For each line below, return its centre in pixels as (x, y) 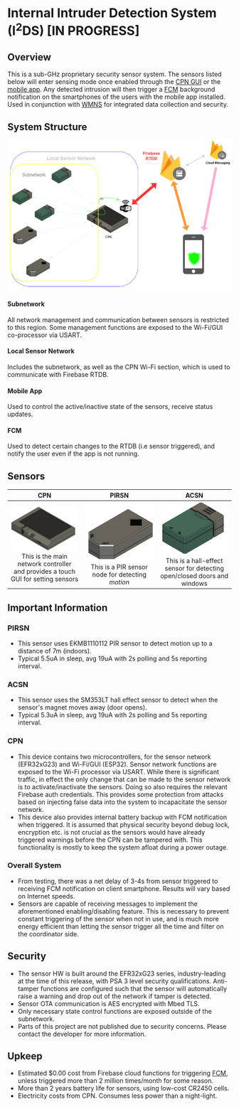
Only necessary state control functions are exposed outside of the (115, 1011)
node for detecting (119, 574)
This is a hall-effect (195, 560)
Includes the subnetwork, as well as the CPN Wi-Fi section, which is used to (119, 367)
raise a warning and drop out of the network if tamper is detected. (115, 996)
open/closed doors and (194, 576)
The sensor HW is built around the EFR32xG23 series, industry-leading (122, 973)
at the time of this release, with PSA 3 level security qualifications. (115, 981)
